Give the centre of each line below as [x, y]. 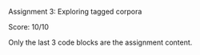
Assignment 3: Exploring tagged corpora [75, 12]
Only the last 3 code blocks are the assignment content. [100, 42]
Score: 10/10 [29, 27]
